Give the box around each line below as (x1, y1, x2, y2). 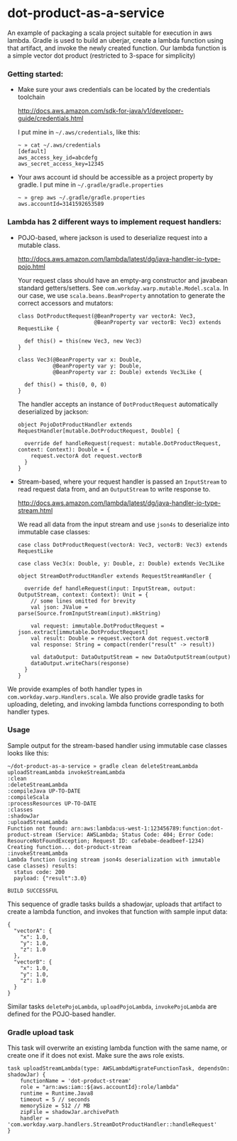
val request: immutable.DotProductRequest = (31, 622, 165, 630)
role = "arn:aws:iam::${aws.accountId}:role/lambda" (20, 1084, 180, 1091)
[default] (17, 148, 48, 155)
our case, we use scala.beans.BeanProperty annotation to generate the (17, 291, 226, 300)
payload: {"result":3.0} (13, 875, 87, 882)
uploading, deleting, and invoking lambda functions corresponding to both (7, 699, 224, 708)
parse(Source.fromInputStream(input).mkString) (17, 610, 161, 617)
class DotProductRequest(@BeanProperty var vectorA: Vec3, (17, 312, 197, 320)
